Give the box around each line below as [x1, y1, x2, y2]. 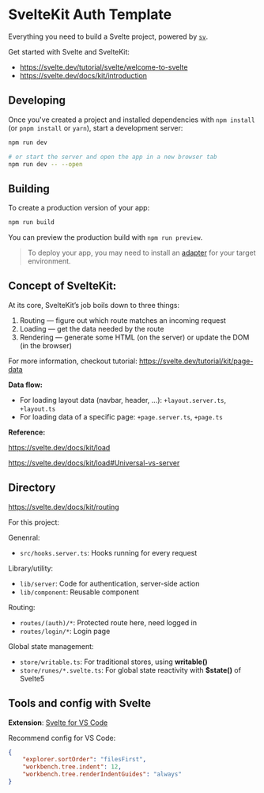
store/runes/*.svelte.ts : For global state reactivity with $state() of [19, 665, 241, 674]
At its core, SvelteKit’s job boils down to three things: [8, 300, 180, 309]
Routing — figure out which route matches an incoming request [19, 315, 227, 325]
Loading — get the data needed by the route [19, 324, 164, 333]
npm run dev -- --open [8, 160, 83, 168]
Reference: [8, 427, 46, 437]
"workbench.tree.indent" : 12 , [22, 763, 123, 771]
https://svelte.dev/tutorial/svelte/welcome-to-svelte [19, 62, 188, 72]
